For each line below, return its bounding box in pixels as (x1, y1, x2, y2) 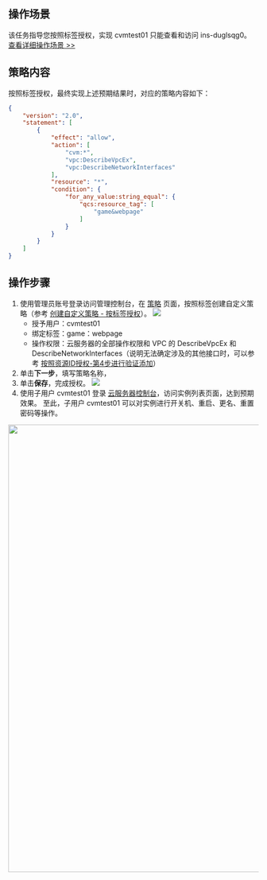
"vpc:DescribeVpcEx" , (64, 156, 137, 164)
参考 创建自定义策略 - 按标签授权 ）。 (33, 309, 152, 318)
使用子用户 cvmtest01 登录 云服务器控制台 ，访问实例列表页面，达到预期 (19, 388, 254, 398)
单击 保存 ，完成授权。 (19, 378, 90, 387)
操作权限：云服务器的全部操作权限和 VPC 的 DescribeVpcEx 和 (31, 338, 237, 348)
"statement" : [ (22, 119, 73, 127)
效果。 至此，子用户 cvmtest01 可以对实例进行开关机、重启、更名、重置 (19, 398, 254, 407)
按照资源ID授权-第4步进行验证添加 (41, 358, 153, 368)
